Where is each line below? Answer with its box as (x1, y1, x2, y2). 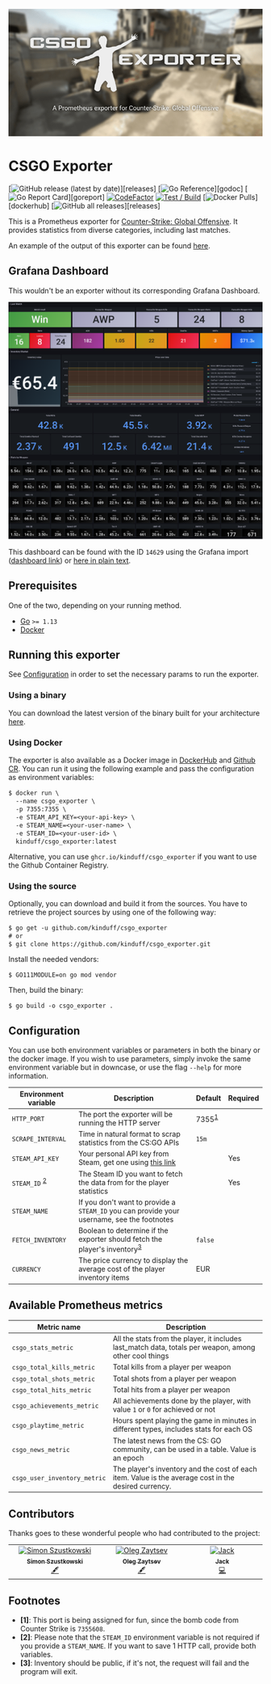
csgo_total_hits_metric (11, 1386, 92, 1395)
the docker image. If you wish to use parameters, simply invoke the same (8, 1054, 252, 1064)
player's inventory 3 (77, 1243, 143, 1254)
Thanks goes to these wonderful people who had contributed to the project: (8, 1529, 261, 1538)
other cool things (112, 1351, 169, 1361)
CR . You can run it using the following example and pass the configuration (8, 764, 255, 774)
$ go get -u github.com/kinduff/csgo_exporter (8, 924, 168, 932)
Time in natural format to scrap (77, 1129, 181, 1139)
